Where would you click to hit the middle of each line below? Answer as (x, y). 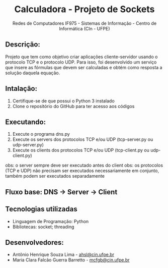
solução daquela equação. (33, 73)
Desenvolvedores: (34, 243)
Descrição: (23, 45)
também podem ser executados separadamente (55, 176)
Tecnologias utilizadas (41, 209)
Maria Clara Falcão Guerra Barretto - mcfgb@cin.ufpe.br (71, 260)
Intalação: (21, 89)
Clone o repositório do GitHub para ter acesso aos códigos (73, 106)
